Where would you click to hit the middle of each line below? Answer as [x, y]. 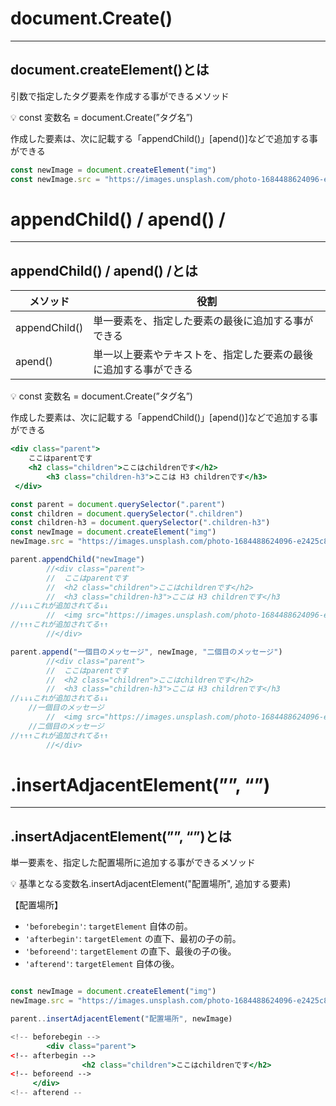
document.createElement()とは [110, 70]
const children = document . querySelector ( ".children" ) [127, 513]
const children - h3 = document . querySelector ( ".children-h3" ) [140, 523]
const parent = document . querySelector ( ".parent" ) [118, 504]
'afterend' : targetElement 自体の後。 [102, 964]
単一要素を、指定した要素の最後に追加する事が [203, 321]
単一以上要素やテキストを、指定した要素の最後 [203, 355]
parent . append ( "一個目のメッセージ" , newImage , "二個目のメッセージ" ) [146, 652]
